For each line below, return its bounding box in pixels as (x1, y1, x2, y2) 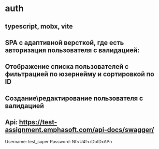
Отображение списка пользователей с (5, 62, 129, 71)
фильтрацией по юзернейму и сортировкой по (5, 70, 155, 78)
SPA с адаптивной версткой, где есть (5, 38, 124, 46)
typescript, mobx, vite (5, 22, 73, 30)
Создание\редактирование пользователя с (5, 94, 144, 102)
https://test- (19, 118, 58, 126)
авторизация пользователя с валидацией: (5, 46, 140, 54)
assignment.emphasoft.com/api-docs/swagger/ (5, 126, 154, 134)
